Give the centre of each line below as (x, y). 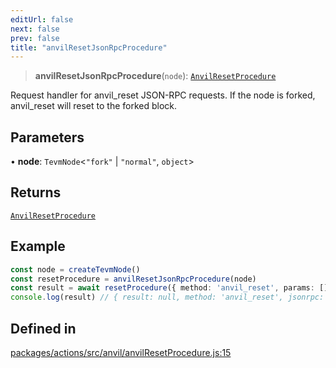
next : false (35, 29)
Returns (36, 192)
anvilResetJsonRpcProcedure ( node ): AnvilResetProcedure (155, 76)
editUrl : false (42, 19)
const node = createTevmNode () (75, 269)
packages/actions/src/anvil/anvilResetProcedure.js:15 (121, 352)
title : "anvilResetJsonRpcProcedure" (89, 47)
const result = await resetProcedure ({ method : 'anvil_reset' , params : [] (169, 288)
